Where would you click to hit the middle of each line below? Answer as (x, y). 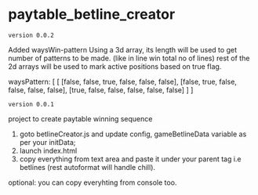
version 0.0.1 (31, 104)
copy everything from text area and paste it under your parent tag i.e (130, 159)
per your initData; (47, 142)
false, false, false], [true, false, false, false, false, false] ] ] (101, 90)
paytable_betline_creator (92, 14)
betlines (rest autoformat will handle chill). (87, 167)
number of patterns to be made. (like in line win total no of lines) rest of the (129, 58)
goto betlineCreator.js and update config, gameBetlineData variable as (133, 134)
